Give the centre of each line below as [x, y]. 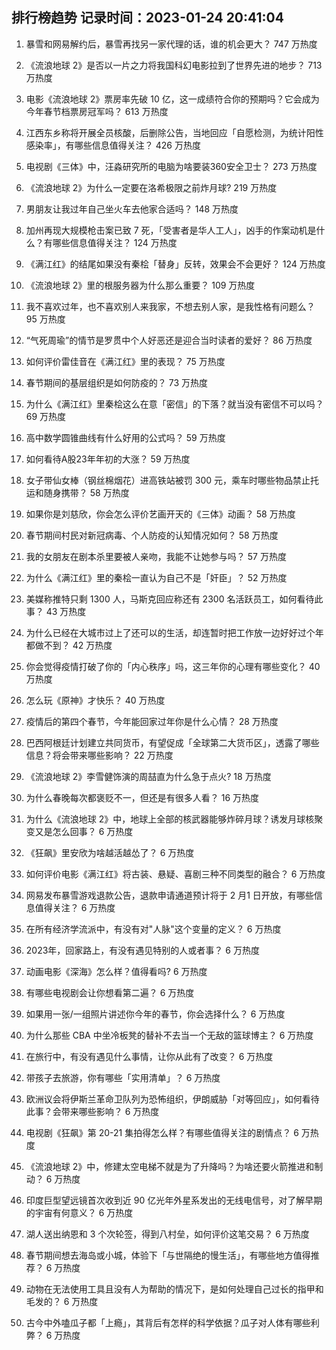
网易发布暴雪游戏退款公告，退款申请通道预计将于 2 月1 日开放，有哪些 [169, 895]
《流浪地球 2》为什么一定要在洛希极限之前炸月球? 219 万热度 [151, 187]
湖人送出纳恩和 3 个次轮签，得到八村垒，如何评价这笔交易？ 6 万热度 [167, 1234]
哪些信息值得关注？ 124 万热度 [115, 242]
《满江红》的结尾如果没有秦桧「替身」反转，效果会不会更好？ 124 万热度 [175, 264]
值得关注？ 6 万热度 [75, 907]
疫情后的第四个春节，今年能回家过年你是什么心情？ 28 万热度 [152, 721]
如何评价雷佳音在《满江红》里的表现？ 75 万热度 [125, 361]
